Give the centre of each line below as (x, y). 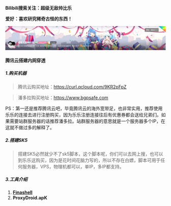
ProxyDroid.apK (30, 198)
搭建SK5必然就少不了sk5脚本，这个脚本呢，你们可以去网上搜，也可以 (90, 154)
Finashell (23, 192)
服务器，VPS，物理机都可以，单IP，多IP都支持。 (73, 167)
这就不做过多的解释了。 (30, 128)
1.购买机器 (16, 73)
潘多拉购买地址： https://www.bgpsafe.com (63, 98)
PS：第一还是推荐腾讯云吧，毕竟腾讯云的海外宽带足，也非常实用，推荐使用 (84, 108)
